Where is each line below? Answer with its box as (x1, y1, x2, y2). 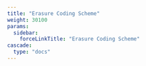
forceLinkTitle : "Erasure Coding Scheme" (19, 36, 140, 43)
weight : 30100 (7, 16, 48, 23)
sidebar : (13, 29, 39, 36)
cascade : (7, 42, 32, 49)
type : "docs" (13, 49, 51, 56)
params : (7, 23, 30, 30)
